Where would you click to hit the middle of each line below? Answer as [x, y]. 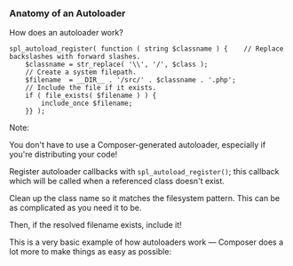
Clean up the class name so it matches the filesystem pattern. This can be [145, 198]
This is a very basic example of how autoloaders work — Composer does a [146, 242]
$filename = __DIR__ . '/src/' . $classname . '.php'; [131, 80]
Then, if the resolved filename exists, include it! [95, 225]
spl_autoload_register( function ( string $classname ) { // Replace [146, 49]
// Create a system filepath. [81, 73]
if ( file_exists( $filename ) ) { [91, 96]
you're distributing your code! [63, 155]
